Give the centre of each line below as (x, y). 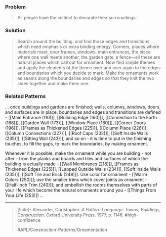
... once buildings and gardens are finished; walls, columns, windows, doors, (83, 107)
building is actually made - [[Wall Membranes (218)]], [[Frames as (72, 164)
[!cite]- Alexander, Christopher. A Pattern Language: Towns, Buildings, (89, 209)
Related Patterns (25, 96)
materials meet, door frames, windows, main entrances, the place (84, 52)
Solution (16, 31)
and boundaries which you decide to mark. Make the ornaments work (88, 73)
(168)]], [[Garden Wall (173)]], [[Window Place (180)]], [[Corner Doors (76, 123)
